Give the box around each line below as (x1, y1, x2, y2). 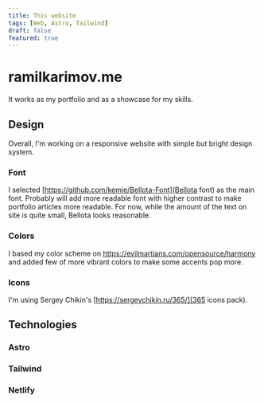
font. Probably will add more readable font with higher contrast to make (8, 194, 242, 203)
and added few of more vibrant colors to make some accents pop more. (8, 256, 244, 267)
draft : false (8, 26, 52, 34)
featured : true (8, 33, 59, 42)
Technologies (8, 318, 78, 331)
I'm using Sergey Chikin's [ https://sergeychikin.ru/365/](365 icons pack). (8, 295, 248, 304)
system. (8, 147, 34, 156)
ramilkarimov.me (8, 68, 123, 86)
